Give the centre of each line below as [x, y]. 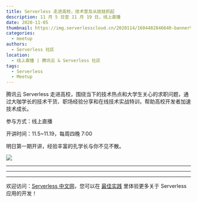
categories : [21, 33]
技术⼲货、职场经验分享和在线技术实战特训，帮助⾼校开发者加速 [114, 102]
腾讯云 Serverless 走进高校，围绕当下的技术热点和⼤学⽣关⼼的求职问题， [95, 94]
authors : [17, 44]
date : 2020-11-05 [27, 22]
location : [18, 55]
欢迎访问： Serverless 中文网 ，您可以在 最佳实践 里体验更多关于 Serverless [96, 186]
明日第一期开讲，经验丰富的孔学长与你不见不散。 [65, 146]
